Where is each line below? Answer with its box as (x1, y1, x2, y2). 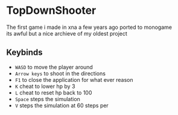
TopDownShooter (6, 4, 97, 17)
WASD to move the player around (14, 63, 94, 70)
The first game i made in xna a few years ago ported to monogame (6, 23, 172, 31)
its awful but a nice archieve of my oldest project (6, 30, 128, 37)
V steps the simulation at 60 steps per (14, 102, 109, 109)
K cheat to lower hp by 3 (14, 82, 75, 90)
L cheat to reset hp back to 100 (14, 89, 92, 96)
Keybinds (6, 48, 43, 58)
